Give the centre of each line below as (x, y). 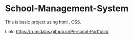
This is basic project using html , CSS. (43, 22)
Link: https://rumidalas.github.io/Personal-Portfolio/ (57, 31)
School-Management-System (67, 9)
